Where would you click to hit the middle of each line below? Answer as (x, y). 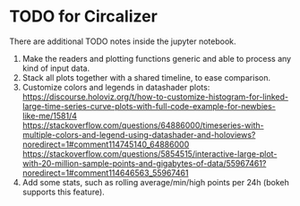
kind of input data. (56, 68)
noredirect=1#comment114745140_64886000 (106, 144)
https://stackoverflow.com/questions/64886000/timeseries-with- (143, 125)
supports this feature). (63, 192)
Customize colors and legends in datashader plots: (116, 87)
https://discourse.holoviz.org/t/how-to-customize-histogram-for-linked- (155, 97)
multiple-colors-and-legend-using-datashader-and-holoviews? (139, 134)
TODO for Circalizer (84, 17)
